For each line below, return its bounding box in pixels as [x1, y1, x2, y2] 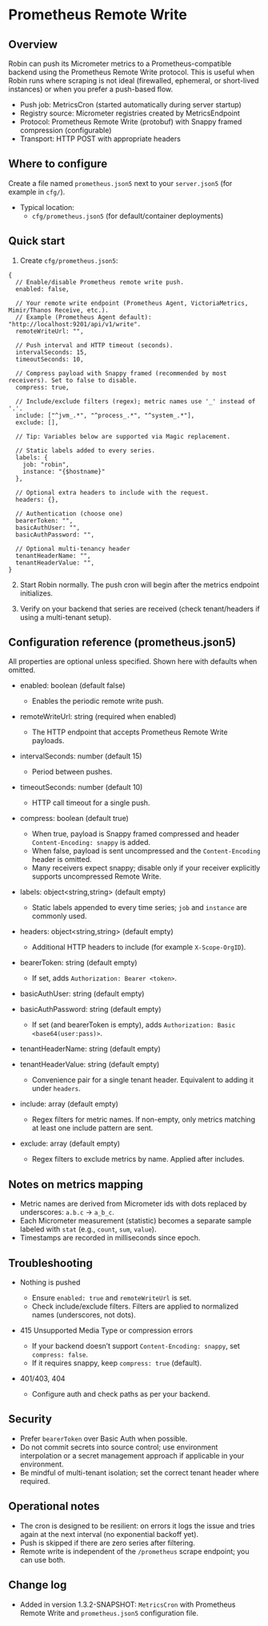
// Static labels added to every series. [15, 447, 156, 455]
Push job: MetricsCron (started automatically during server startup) [19, 100, 242, 109]
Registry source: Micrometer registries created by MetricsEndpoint [19, 108, 240, 118]
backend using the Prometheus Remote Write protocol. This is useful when [8, 67, 255, 77]
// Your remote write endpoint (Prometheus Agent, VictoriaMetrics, [15, 299, 249, 307]
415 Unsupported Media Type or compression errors [19, 1325, 194, 1336]
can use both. [19, 1555, 66, 1564]
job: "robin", [22, 460, 70, 468]
